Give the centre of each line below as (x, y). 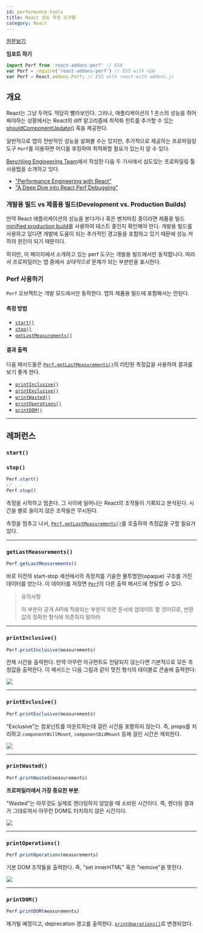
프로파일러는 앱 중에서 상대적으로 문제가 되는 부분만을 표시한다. (87, 262)
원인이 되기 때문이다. (42, 241)
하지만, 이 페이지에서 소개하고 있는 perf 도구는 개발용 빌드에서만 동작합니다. (95, 254)
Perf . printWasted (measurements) (47, 778)
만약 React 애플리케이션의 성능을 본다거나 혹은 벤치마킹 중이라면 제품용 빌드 (96, 219)
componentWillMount (47, 734)
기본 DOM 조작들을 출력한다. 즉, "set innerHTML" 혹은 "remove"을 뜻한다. (95, 867)
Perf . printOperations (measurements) (52, 855)
